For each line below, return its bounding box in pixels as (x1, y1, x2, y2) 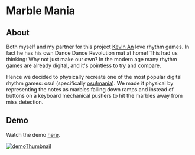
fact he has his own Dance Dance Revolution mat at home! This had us (6, 50, 178, 57)
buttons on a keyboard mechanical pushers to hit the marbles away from (6, 93, 183, 99)
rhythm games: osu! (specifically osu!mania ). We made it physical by (6, 80, 174, 87)
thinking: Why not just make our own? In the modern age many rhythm (6, 56, 177, 62)
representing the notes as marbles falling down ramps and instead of (6, 86, 174, 93)
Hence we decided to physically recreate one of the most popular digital (6, 74, 182, 80)
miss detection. (6, 98, 44, 105)
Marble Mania (6, 4, 76, 18)
